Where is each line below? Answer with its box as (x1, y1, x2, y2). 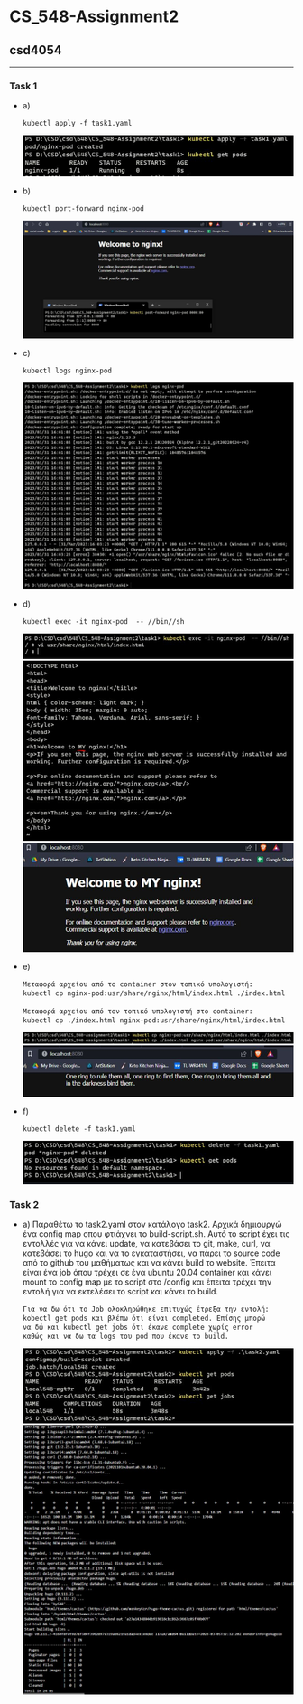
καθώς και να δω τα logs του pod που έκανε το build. (22, 1332, 229, 1342)
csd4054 (9, 42, 62, 58)
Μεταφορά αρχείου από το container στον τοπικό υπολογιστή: (22, 979, 253, 989)
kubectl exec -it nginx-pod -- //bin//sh (22, 617, 185, 626)
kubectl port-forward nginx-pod (22, 204, 144, 213)
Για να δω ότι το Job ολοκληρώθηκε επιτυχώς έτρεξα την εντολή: (22, 1304, 270, 1314)
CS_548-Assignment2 (9, 6, 179, 27)
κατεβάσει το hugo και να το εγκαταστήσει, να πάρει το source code (22, 1247, 280, 1258)
